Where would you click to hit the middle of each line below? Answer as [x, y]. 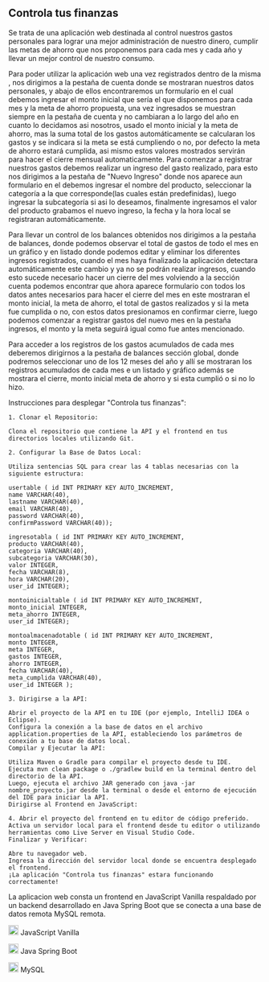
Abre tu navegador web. [48, 853]
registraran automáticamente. [57, 219]
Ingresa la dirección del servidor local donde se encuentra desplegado [132, 861]
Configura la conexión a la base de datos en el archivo [106, 727]
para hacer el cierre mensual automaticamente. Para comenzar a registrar [130, 159]
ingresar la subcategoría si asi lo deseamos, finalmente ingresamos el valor [133, 202]
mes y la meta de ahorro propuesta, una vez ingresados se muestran [122, 108]
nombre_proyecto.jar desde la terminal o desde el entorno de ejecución [132, 790]
